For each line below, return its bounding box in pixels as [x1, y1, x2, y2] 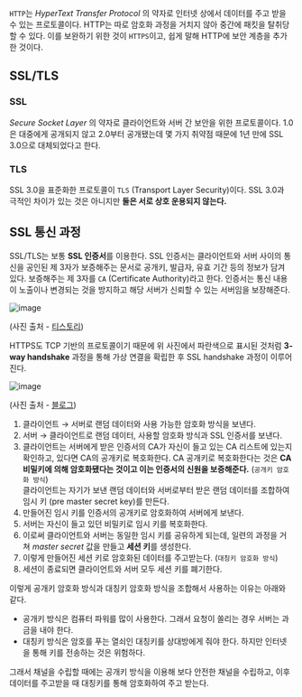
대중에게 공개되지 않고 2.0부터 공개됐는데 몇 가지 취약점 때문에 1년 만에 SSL [18, 128, 284, 139]
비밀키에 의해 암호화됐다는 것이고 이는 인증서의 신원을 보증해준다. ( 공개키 [22, 463, 273, 474]
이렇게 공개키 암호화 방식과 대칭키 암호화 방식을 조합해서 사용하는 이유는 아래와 [9, 582, 287, 593]
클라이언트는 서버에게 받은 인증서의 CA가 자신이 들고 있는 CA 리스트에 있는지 [22, 441, 293, 451]
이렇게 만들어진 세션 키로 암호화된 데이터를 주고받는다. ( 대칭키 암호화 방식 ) [22, 552, 279, 562]
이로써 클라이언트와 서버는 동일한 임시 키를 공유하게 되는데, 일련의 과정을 [22, 529, 278, 540]
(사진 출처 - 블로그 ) [9, 399, 77, 410]
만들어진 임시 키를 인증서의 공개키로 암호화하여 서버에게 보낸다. [22, 506, 245, 517]
